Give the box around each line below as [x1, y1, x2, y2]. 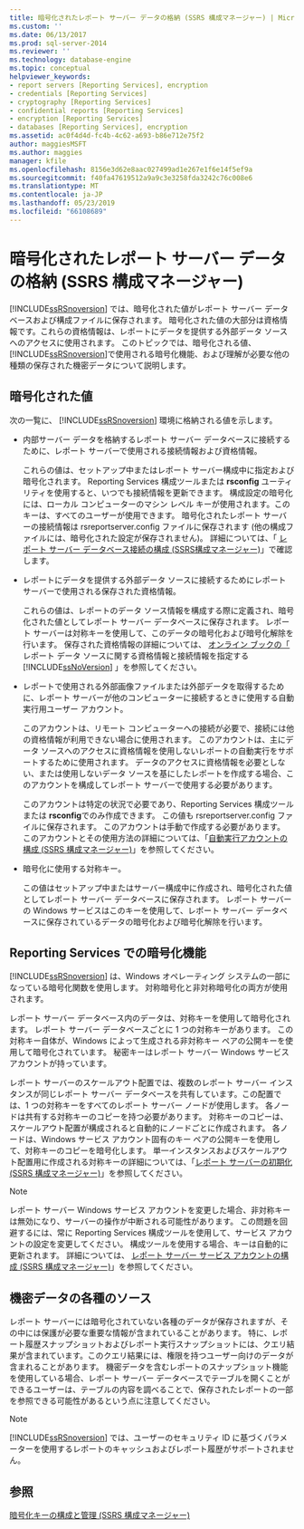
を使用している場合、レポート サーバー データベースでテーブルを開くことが [9, 1373, 290, 1384]
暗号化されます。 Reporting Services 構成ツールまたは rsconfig [22, 476, 260, 486]
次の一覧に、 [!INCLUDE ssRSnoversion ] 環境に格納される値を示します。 [9, 414, 278, 426]
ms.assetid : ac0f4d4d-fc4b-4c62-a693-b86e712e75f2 [9, 131, 204, 140]
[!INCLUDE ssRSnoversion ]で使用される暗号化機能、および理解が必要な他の [9, 348, 290, 359]
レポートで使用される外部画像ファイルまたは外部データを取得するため [22, 680, 285, 691]
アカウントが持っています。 [9, 1058, 111, 1069]
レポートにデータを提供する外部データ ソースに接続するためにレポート [22, 574, 287, 585]
